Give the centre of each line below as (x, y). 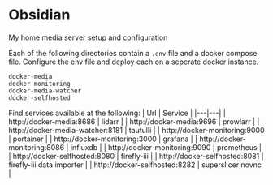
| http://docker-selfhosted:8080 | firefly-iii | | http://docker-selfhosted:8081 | (136, 156)
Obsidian (39, 15)
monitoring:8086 (37, 147)
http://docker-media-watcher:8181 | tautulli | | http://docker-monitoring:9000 (136, 130)
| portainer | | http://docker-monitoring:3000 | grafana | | (103, 139)
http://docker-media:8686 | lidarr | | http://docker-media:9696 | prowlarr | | (134, 121)
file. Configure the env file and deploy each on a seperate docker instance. (134, 62)
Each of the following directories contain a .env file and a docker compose (133, 53)
